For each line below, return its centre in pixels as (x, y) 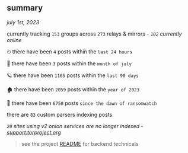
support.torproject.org (34, 132)
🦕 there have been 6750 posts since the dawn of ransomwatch (82, 103)
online (14, 40)
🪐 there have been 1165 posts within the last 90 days (73, 75)
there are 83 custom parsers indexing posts (60, 114)
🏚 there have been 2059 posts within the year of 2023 (73, 89)
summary (25, 8)
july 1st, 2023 (23, 22)
